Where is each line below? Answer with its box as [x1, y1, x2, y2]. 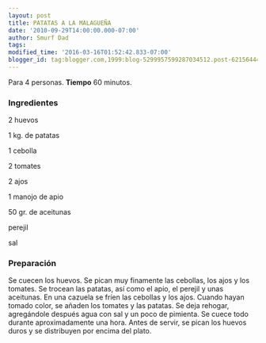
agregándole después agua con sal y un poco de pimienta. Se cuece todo [8, 310, 249, 319]
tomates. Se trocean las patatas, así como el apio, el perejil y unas [8, 284, 224, 294]
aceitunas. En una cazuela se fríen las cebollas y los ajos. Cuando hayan [8, 292, 245, 302]
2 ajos [8, 177, 28, 186]
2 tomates [8, 162, 41, 171]
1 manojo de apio [8, 192, 64, 202]
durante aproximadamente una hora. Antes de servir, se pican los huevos [8, 318, 247, 327]
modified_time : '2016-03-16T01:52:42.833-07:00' [8, 48, 172, 56]
